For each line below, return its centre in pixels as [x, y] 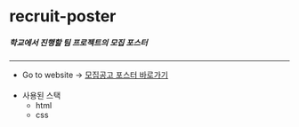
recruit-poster [63, 16]
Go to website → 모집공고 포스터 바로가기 [95, 75]
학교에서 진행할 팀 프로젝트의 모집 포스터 [79, 43]
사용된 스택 [41, 96]
